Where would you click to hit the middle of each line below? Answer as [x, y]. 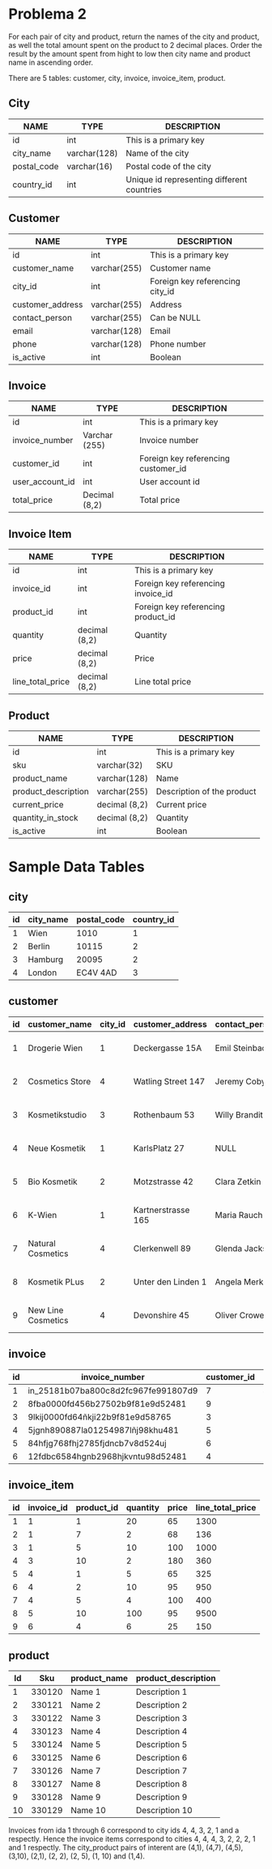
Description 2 [161, 1705]
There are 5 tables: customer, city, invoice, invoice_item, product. [117, 78]
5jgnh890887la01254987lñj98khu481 [104, 1430]
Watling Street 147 [169, 1081]
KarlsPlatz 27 [159, 1148]
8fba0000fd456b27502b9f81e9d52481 [107, 1403]
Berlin [39, 946]
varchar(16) [90, 166]
